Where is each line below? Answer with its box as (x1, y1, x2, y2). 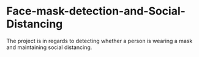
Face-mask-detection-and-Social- (6, 4, 186, 18)
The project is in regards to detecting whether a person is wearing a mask (6, 37, 193, 44)
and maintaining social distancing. (6, 44, 92, 51)
